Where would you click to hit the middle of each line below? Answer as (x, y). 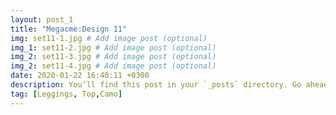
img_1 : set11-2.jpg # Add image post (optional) (113, 47)
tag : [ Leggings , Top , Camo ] (66, 94)
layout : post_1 (42, 19)
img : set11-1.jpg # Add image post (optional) (109, 38)
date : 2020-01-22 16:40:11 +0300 (80, 76)
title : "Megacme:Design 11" (69, 29)
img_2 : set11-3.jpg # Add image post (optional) (113, 57)
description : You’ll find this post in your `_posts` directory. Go (156, 85)
